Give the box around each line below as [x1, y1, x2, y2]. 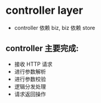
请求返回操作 [14, 90, 46, 98]
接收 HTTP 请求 [14, 60, 53, 68]
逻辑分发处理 [14, 83, 46, 90]
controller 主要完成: [5, 43, 79, 54]
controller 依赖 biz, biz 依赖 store [14, 24, 96, 31]
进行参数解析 [14, 68, 46, 75]
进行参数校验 [14, 75, 46, 83]
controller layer [5, 4, 83, 17]
